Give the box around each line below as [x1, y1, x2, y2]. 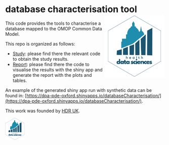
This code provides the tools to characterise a [5, 20, 101, 26]
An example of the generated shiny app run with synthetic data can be [5, 87, 152, 93]
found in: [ [5, 92, 27, 99]
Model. [5, 31, 20, 37]
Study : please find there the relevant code [12, 51, 101, 57]
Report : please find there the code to [12, 61, 90, 67]
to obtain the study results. [12, 56, 69, 62]
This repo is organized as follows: [5, 40, 75, 46]
